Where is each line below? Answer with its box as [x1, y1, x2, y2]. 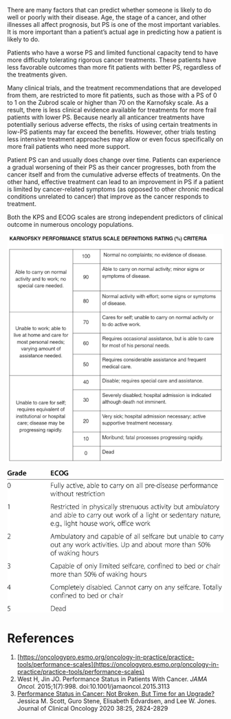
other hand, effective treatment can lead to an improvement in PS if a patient [7, 178, 224, 185]
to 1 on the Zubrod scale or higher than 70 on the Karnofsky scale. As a [7, 99, 208, 106]
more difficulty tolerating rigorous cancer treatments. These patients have [7, 56, 217, 64]
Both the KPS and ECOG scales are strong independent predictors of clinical [7, 213, 223, 221]
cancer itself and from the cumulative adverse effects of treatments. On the [7, 170, 221, 179]
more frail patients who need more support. [7, 143, 131, 150]
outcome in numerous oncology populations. [7, 221, 134, 228]
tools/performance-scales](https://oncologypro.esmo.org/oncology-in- [16, 660, 219, 669]
